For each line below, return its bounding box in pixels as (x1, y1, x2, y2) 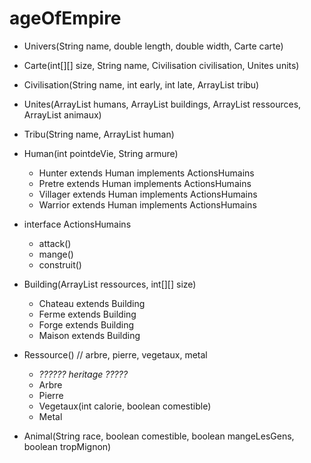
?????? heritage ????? (38, 368, 129, 380)
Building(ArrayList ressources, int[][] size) (23, 278, 197, 290)
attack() (38, 237, 72, 249)
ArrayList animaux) (23, 108, 102, 121)
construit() (38, 258, 82, 271)
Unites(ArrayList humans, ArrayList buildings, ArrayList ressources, (23, 98, 302, 110)
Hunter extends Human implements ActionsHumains (38, 167, 255, 179)
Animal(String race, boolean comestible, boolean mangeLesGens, (23, 430, 295, 442)
